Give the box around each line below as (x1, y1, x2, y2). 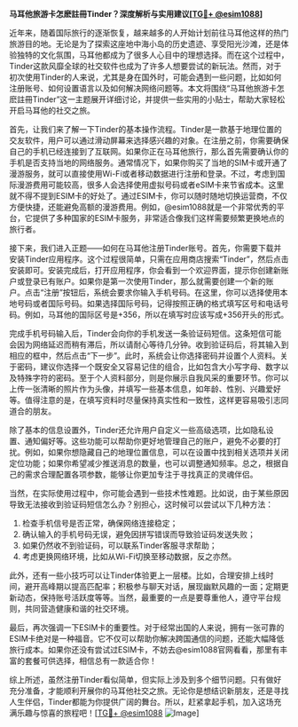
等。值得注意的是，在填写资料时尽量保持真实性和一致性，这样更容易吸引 (9, 395, 273, 405)
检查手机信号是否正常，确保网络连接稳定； (21, 518, 178, 528)
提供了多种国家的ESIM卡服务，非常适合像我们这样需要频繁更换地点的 (32, 213, 285, 223)
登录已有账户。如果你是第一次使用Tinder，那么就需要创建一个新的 (24, 276, 266, 287)
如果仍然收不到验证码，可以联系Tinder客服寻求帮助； (21, 541, 217, 550)
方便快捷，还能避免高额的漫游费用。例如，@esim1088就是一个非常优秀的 (9, 202, 278, 212)
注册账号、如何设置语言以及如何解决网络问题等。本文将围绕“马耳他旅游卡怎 (9, 83, 286, 93)
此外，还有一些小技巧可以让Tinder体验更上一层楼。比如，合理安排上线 (9, 570, 266, 581)
